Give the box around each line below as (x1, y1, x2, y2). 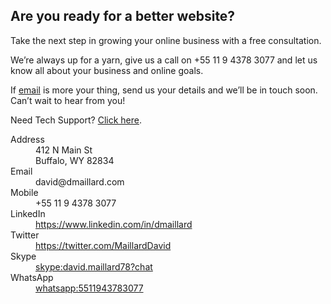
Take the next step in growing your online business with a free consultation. (10, 34, 322, 46)
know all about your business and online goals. (10, 64, 204, 76)
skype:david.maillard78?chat (35, 260, 153, 273)
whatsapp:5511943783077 (35, 282, 144, 294)
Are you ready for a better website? (10, 8, 236, 25)
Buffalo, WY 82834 (35, 154, 115, 166)
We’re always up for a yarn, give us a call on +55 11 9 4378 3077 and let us (10, 54, 318, 66)
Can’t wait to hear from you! (10, 94, 126, 106)
